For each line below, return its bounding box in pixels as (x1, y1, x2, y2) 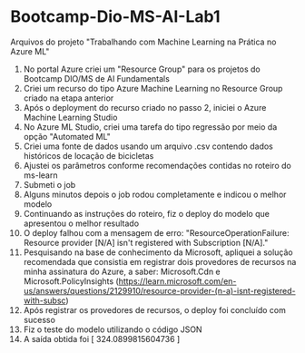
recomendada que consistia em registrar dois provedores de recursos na (23, 256, 297, 267)
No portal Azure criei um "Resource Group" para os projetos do (23, 64, 261, 74)
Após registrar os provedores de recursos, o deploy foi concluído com (23, 304, 287, 315)
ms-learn (23, 170, 58, 181)
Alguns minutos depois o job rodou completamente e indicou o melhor (23, 189, 287, 200)
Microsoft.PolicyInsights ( (23, 275, 119, 287)
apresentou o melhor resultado (23, 218, 140, 229)
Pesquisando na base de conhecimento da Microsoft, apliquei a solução (23, 247, 293, 258)
